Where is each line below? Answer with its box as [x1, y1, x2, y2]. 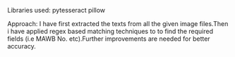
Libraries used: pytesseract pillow [7, 6, 106, 14]
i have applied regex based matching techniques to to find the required [7, 27, 214, 35]
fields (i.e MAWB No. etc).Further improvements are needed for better [7, 34, 210, 43]
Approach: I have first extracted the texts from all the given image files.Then [7, 20, 229, 27]
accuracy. [7, 42, 37, 50]
